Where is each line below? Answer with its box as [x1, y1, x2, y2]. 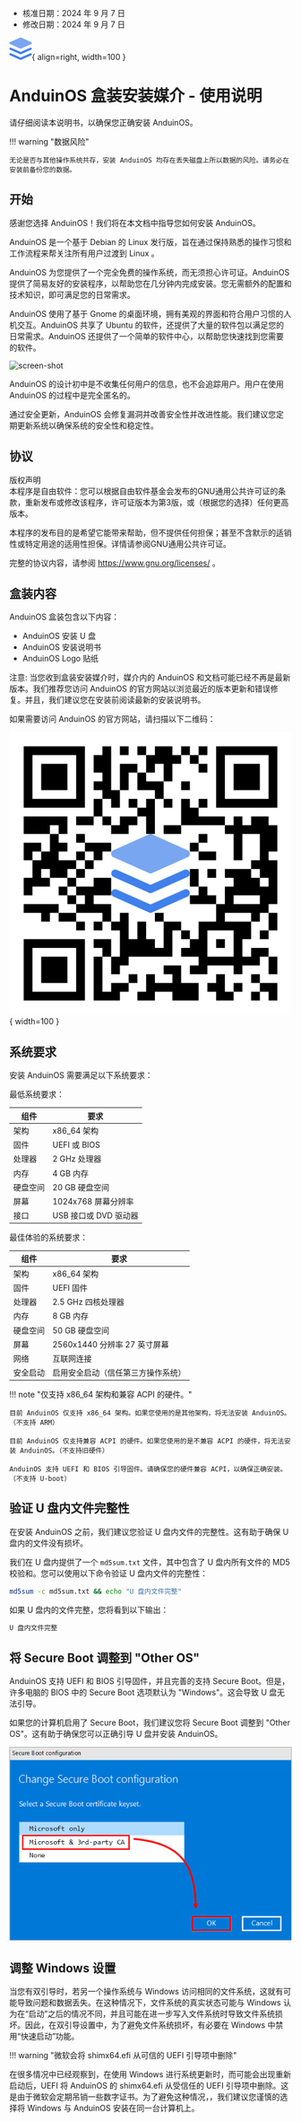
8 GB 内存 [52, 1311, 90, 1321]
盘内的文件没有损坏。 [9, 1538, 88, 1548]
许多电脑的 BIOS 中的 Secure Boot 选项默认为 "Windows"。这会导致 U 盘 [9, 1687, 278, 1698]
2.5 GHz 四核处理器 [52, 1296, 125, 1308]
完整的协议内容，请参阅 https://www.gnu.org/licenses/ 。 [9, 557, 221, 568]
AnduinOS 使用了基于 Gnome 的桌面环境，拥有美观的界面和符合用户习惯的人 [9, 308, 292, 319]
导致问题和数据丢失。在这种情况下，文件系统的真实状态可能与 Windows [16, 1997, 281, 2008]
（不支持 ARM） [9, 1417, 60, 1427]
